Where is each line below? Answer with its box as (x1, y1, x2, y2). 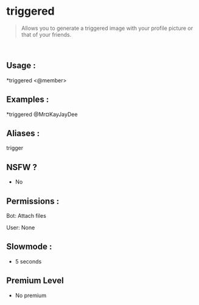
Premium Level (6, 276, 64, 286)
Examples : (6, 95, 49, 105)
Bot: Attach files (6, 212, 47, 219)
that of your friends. (21, 30, 72, 38)
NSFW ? (6, 162, 38, 172)
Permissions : (6, 196, 60, 206)
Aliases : (6, 128, 40, 138)
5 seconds (15, 257, 42, 265)
